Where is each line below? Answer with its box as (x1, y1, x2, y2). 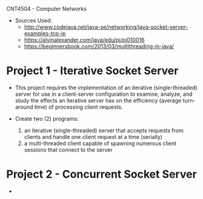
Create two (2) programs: (15, 115, 79, 122)
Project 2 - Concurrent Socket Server (6, 167, 197, 181)
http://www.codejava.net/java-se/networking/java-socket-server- (24, 24, 188, 30)
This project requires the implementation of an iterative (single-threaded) (15, 84, 198, 91)
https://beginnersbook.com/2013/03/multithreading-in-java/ (24, 42, 175, 50)
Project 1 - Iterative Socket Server (6, 64, 179, 78)
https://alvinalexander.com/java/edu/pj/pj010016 (24, 36, 145, 43)
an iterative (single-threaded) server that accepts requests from (24, 127, 184, 134)
